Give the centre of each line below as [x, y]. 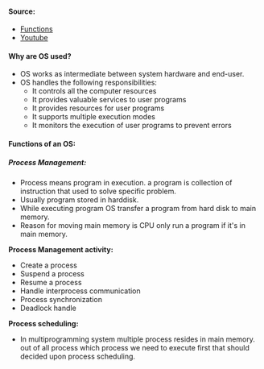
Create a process [49, 265]
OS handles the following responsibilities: [88, 83]
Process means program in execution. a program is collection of [126, 182]
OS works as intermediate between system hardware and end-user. [132, 74]
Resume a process [51, 282]
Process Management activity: [61, 249]
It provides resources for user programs [98, 108]
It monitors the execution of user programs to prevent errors [132, 126]
